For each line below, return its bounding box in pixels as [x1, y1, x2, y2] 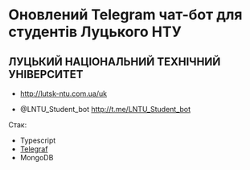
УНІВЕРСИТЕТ [8, 67, 84, 81]
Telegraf [19, 144, 48, 154]
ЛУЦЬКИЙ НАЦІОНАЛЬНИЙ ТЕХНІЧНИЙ [8, 55, 221, 68]
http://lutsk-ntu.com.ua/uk [19, 89, 107, 98]
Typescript [19, 135, 56, 145]
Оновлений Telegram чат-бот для [8, 6, 243, 24]
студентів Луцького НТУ [8, 23, 182, 41]
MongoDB [19, 153, 54, 162]
